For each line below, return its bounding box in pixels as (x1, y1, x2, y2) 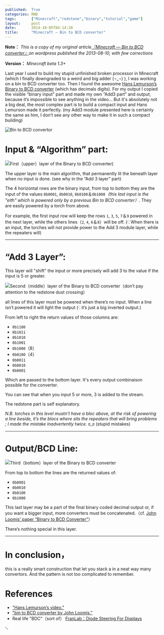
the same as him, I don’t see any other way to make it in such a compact (5, 112, 150, 118)
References (5, 588, 53, 599)
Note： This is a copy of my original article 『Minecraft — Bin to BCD (5, 44, 143, 50)
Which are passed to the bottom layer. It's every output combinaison (5, 377, 143, 382)
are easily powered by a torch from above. (5, 203, 90, 208)
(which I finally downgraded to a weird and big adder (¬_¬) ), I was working (5, 76, 156, 81)
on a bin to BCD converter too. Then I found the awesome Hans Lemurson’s (5, 81, 157, 86)
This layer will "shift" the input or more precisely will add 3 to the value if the (5, 268, 159, 274)
